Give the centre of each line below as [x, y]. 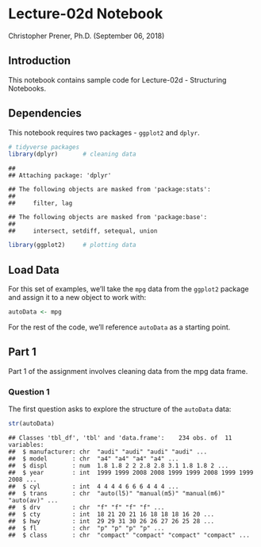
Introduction [40, 61]
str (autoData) [32, 423]
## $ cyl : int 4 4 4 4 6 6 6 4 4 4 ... [94, 486]
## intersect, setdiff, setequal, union [83, 231]
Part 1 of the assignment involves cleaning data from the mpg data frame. [128, 371]
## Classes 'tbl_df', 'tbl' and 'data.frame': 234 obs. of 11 [120, 437]
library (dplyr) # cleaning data [72, 154]
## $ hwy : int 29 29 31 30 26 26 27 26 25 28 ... [111, 521]
